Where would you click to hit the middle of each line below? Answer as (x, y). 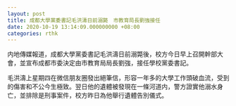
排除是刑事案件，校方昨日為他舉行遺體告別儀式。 (97, 95)
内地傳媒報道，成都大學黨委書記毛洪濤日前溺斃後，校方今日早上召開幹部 (112, 54)
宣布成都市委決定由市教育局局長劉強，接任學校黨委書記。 (109, 63)
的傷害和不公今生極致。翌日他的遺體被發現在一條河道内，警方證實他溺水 (112, 87)
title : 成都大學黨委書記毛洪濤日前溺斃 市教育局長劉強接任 (84, 20)
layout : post (26, 14)
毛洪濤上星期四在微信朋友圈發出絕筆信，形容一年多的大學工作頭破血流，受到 (118, 78)
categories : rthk (33, 33)
